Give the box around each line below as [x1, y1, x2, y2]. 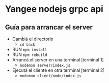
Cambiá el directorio [12, 36, 54, 42]
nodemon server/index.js [19, 63, 71, 68]
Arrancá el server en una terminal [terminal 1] [12, 57, 104, 62]
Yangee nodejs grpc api [5, 3, 104, 15]
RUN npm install [12, 47, 48, 52]
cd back [19, 42, 35, 47]
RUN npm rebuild [12, 52, 48, 57]
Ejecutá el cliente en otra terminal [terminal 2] [12, 67, 105, 73]
